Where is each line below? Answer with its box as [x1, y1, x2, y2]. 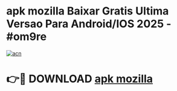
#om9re [6, 30, 47, 43]
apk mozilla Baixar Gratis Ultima [6, 4, 169, 18]
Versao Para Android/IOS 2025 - [6, 17, 172, 31]
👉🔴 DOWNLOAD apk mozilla [6, 72, 153, 86]
